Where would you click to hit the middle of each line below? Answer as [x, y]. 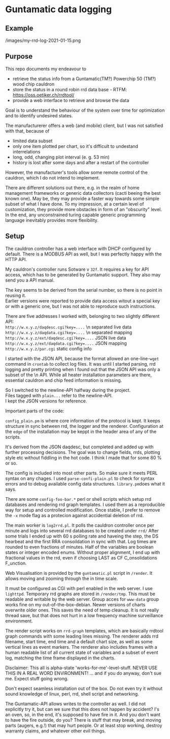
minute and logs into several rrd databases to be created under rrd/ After [82, 530]
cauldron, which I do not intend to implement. [53, 177]
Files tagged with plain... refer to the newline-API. [59, 395]
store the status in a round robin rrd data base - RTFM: [70, 89]
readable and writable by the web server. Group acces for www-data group [82, 599]
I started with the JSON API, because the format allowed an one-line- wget [82, 359]
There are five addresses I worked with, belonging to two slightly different [82, 316]
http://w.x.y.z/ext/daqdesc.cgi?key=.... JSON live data [66, 338]
